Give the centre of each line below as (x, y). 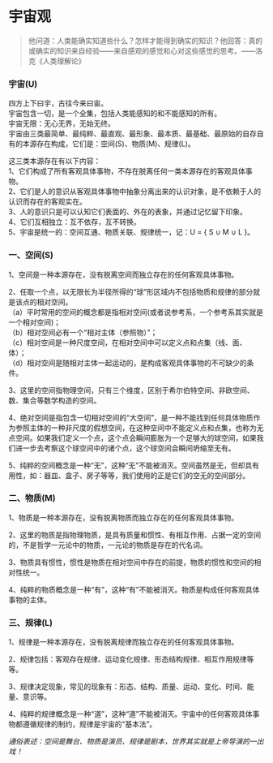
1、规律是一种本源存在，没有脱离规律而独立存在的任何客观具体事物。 (124, 642)
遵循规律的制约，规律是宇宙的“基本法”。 (90, 724)
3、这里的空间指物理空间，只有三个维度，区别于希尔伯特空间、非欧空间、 (131, 390)
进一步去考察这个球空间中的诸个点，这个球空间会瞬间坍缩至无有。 (125, 448)
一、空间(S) (31, 255)
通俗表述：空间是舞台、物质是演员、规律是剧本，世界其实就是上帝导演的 (129, 741)
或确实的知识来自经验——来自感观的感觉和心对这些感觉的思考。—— (142, 50)
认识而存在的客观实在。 (47, 202)
